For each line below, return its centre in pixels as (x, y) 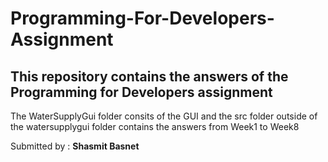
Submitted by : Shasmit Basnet (75, 146)
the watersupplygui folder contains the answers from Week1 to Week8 (155, 126)
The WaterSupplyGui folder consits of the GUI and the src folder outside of (164, 116)
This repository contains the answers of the (149, 76)
